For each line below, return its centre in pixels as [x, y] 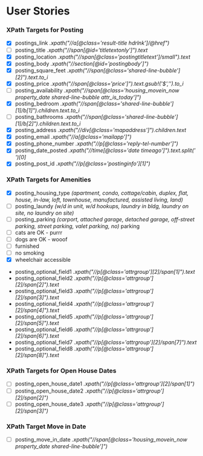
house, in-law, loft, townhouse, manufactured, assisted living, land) [99, 200]
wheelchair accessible [43, 260]
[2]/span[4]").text [37, 310]
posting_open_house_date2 [49, 391]
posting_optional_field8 [44, 349]
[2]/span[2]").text [37, 285]
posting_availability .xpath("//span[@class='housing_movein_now [97, 90]
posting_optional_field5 [44, 317]
